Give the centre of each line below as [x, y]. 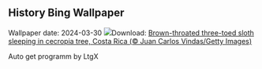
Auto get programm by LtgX [53, 56]
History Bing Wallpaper [66, 13]
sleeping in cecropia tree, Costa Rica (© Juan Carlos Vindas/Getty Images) [130, 41]
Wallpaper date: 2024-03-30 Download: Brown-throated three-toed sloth [131, 33]
